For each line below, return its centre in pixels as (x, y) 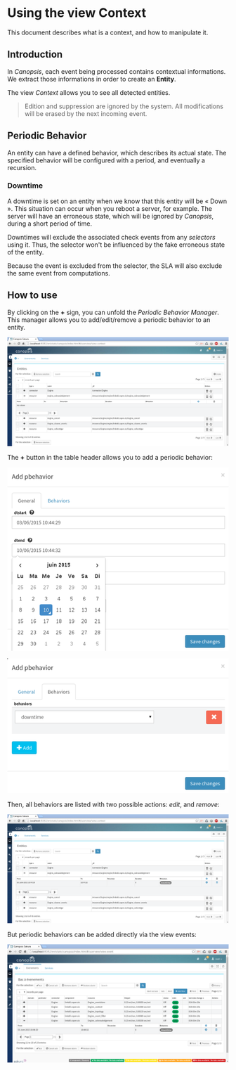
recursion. (22, 167)
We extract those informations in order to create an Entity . (92, 79)
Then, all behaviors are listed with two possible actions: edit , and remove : (113, 804)
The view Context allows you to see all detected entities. (89, 92)
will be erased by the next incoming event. (86, 113)
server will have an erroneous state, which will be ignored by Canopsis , (111, 216)
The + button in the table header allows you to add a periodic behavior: (110, 458)
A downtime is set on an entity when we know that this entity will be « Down (117, 201)
